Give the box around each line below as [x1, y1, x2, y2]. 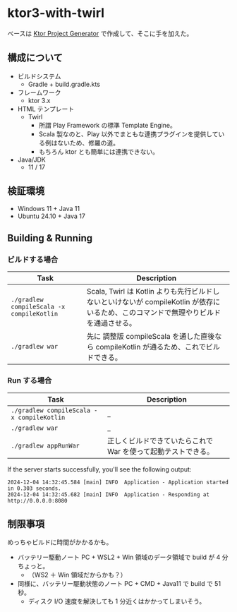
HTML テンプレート [17, 104, 75, 113]
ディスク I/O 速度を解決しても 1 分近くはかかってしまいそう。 [28, 597, 206, 606]
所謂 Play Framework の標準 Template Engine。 [38, 121, 176, 129]
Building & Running [7, 232, 93, 244]
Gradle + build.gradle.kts [28, 80, 101, 88]
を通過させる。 [87, 318, 137, 328]
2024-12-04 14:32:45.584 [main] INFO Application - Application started [7, 479, 229, 486]
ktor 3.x [28, 96, 51, 104]
